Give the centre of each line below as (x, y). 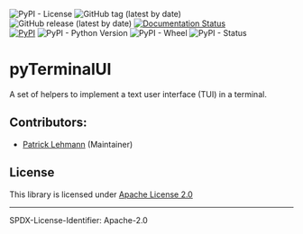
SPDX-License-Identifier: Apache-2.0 (79, 220)
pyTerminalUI (60, 70)
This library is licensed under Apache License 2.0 (101, 194)
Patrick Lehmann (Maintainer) (78, 144)
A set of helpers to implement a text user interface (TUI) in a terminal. (138, 94)
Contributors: (48, 123)
